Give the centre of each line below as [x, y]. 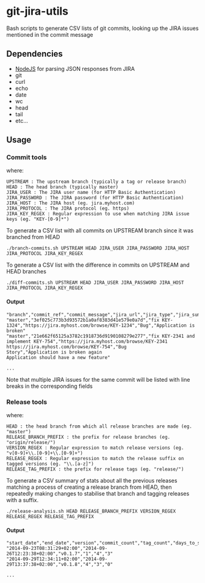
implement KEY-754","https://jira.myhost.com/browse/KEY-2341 [87, 341]
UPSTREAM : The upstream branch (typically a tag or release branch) [97, 182]
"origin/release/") [31, 442]
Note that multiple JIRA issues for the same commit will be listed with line [98, 379]
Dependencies [34, 54]
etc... [22, 121]
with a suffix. [22, 500]
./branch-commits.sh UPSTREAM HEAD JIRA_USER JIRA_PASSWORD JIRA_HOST [98, 248]
